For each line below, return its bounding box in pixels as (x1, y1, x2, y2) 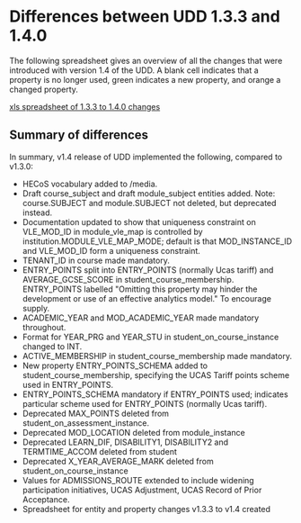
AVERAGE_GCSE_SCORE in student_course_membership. (22, 274, 235, 284)
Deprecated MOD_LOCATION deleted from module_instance (22, 427, 245, 437)
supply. (22, 302, 50, 313)
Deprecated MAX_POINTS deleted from (22, 408, 169, 419)
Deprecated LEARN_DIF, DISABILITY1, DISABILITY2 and (22, 437, 229, 447)
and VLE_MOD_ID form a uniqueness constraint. (22, 245, 200, 256)
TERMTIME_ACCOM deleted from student (22, 446, 178, 456)
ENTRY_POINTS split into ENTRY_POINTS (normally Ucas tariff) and (22, 264, 274, 275)
